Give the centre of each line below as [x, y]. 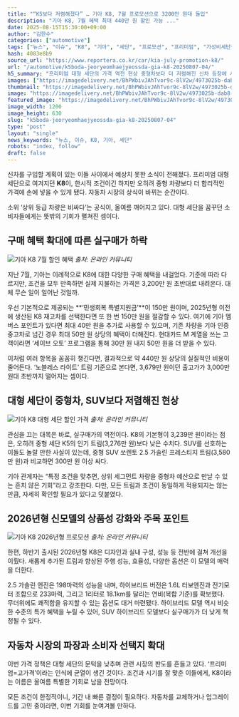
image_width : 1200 [34, 107]
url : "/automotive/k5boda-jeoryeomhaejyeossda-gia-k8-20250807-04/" [111, 67]
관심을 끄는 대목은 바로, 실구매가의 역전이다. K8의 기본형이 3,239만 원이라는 [113, 434]
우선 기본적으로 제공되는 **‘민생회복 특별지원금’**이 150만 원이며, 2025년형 [112, 307]
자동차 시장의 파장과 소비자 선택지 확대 [86, 645]
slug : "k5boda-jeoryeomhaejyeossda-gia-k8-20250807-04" [92, 120]
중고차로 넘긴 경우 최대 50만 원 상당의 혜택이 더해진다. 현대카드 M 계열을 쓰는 [115, 334]
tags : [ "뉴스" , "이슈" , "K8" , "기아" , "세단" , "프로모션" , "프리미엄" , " [107, 47]
